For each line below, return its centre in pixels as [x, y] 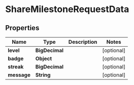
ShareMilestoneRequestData [67, 9]
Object [44, 59]
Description [83, 42]
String [43, 75]
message [19, 75]
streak [16, 67]
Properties [22, 28]
